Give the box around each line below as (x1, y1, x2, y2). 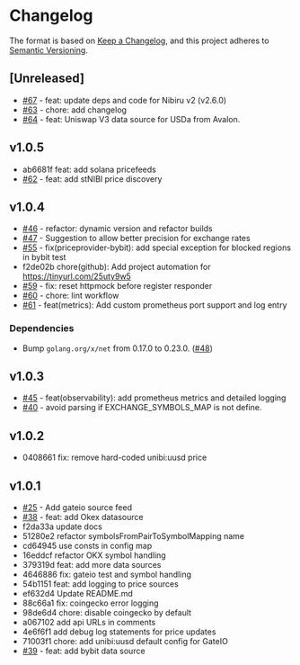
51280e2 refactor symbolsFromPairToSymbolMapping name (22, 531, 245, 542)
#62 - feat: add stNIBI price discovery (22, 173, 163, 184)
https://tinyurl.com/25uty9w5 (22, 271, 132, 282)
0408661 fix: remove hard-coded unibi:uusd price (22, 452, 207, 463)
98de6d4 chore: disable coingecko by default (22, 607, 191, 618)
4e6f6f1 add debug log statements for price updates (22, 626, 216, 637)
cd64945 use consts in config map (22, 541, 153, 552)
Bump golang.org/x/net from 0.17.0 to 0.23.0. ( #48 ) (22, 343, 214, 354)
